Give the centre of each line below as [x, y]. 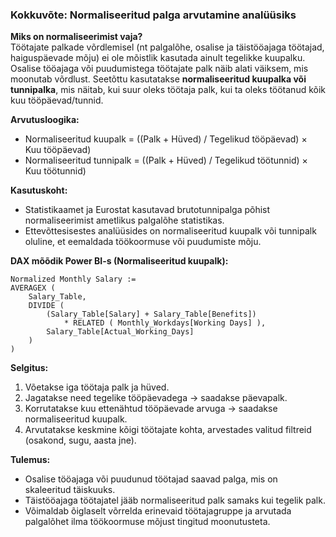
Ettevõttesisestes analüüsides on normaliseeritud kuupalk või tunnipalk [170, 231]
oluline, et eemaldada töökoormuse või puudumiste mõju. [143, 242]
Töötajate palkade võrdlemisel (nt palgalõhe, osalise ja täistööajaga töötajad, [167, 47]
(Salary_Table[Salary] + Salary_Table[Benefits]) [151, 314]
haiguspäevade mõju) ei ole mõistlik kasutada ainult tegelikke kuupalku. [158, 58]
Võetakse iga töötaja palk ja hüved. [97, 387]
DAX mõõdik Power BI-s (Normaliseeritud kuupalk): [119, 261]
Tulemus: [30, 460]
